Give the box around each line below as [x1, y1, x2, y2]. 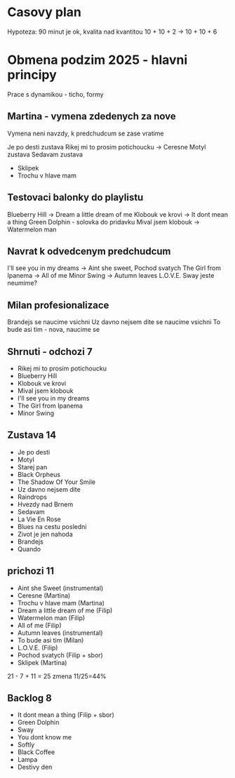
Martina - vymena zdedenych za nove [7, 110, 177, 123]
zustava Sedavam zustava [7, 150, 83, 159]
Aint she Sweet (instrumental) [17, 584, 104, 592]
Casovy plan [7, 4, 82, 20]
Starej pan [17, 462, 48, 471]
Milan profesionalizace [7, 299, 109, 311]
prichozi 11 [7, 565, 55, 577]
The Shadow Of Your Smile [17, 478, 96, 486]
